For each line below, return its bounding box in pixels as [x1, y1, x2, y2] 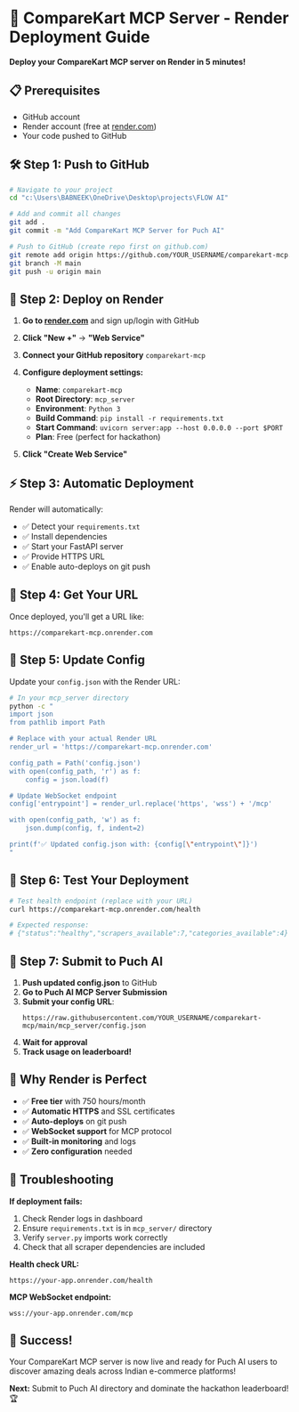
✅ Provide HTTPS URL [21, 551, 105, 562]
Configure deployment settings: [21, 367, 144, 377]
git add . [9, 218, 46, 227]
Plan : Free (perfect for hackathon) [35, 432, 161, 442]
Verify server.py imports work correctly [21, 1232, 168, 1243]
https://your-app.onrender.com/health [9, 1276, 153, 1285]
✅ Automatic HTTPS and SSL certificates [21, 1106, 175, 1116]
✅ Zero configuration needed [21, 1146, 133, 1156]
